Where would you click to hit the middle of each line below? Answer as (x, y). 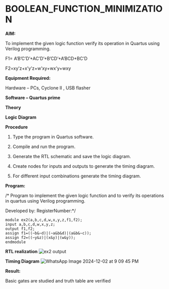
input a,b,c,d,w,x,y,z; (30, 224)
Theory (13, 107)
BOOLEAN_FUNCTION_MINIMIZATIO (84, 9)
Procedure (16, 127)
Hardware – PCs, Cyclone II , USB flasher (48, 88)
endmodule (16, 242)
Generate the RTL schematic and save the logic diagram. (72, 156)
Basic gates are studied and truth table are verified (58, 280)
